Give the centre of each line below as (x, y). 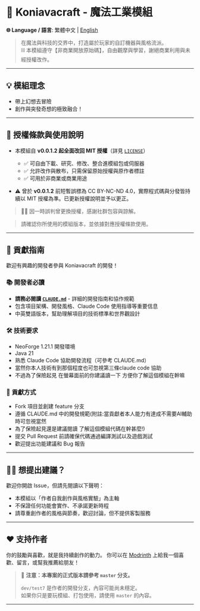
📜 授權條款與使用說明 (45, 135)
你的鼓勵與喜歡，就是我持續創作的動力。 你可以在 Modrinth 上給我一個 (93, 555)
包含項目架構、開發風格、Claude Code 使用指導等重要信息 (86, 306)
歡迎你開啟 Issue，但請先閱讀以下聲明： (55, 485)
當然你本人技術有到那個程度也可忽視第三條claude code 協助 (88, 368)
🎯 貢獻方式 (21, 392)
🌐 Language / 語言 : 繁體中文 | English (52, 30)
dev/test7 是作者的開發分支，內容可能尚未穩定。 (81, 588)
